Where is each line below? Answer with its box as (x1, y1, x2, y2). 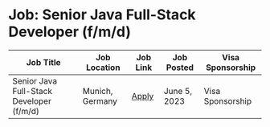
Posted (166, 62, 194, 73)
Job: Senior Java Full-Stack (8, 6, 196, 24)
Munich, (82, 85, 113, 96)
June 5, (163, 85, 193, 96)
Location (85, 62, 121, 73)
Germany (82, 95, 118, 106)
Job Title (26, 56, 62, 68)
